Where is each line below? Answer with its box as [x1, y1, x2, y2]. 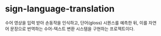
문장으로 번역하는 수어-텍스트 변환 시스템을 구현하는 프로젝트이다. [10, 25, 135, 32]
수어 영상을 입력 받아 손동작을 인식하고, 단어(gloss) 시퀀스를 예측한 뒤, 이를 [5, 20, 148, 25]
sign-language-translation [5, 3, 115, 14]
